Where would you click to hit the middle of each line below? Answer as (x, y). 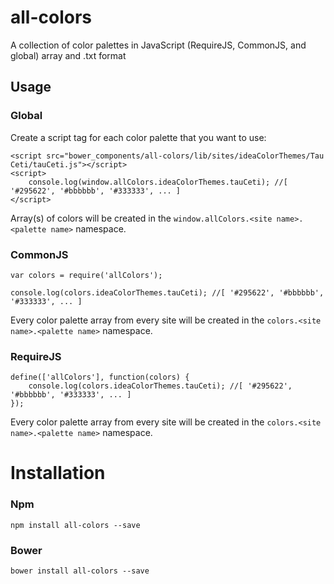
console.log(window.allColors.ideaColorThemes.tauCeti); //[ (158, 182)
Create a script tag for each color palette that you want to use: (138, 137)
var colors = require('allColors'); (86, 275)
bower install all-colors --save (80, 571)
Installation (58, 473)
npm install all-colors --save (75, 525)
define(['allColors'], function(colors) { (100, 377)
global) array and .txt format (68, 55)
